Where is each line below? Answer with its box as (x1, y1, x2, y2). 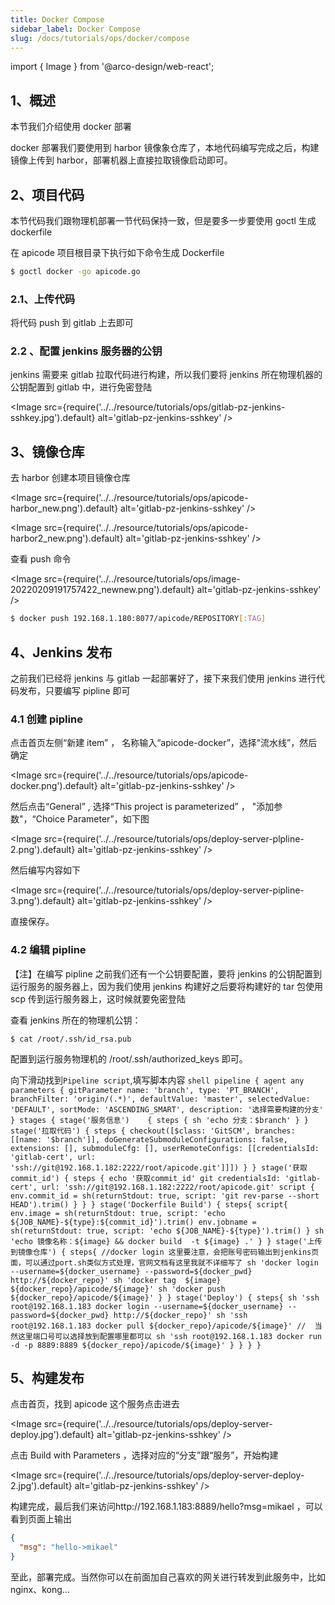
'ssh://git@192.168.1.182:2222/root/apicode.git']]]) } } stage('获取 (10, 1162, 308, 1173)
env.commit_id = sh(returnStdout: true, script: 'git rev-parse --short (10, 1191, 320, 1201)
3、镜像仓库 (10, 443, 85, 460)
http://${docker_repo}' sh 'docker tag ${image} (10, 1275, 222, 1285)
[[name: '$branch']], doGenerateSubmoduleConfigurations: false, (10, 1134, 288, 1145)
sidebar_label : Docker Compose (10, 24, 141, 34)
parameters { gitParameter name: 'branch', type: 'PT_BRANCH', (10, 1085, 280, 1095)
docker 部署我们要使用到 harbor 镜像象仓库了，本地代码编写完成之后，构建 (10, 142, 320, 154)
